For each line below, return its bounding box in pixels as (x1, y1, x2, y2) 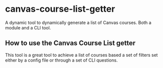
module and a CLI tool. (5, 24, 51, 30)
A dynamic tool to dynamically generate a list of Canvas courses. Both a (5, 20, 152, 25)
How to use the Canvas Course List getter (5, 39, 136, 47)
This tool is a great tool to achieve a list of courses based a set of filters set (5, 52, 158, 58)
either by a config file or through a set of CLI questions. (5, 57, 118, 63)
